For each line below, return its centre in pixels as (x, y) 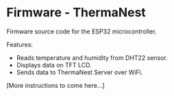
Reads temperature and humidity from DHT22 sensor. (92, 58)
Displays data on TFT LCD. (54, 65)
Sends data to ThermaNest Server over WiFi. (79, 72)
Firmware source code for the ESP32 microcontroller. (82, 31)
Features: (20, 44)
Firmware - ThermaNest (76, 13)
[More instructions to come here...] (55, 85)
